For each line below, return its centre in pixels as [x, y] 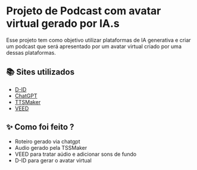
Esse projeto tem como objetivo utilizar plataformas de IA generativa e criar [99, 40]
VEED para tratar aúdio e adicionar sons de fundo [76, 154]
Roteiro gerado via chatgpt [47, 141]
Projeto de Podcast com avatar [84, 11]
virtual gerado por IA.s [63, 23]
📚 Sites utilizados [40, 72]
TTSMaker [28, 102]
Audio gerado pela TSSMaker [51, 147]
